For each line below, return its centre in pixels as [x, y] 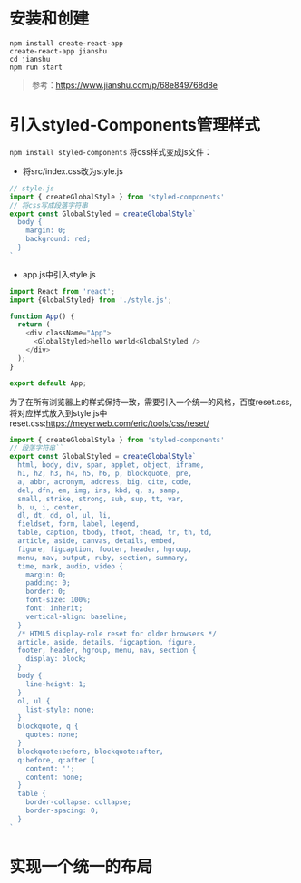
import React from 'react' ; [63, 291]
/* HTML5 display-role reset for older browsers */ [117, 634]
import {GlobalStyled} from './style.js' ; [91, 300]
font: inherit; [54, 608]
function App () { [42, 316]
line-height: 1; [57, 684]
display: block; [57, 659]
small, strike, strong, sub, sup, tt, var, [101, 499]
